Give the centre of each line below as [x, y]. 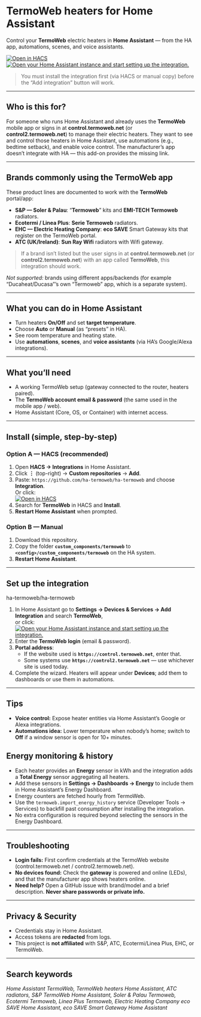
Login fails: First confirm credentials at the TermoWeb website [92, 860]
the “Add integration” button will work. [68, 83]
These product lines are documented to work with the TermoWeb [87, 192]
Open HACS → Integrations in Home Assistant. [73, 467]
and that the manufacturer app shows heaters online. [80, 879]
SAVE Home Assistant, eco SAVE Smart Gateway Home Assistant [87, 1008]
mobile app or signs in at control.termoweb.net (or [69, 127]
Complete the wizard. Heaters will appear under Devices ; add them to [101, 673]
